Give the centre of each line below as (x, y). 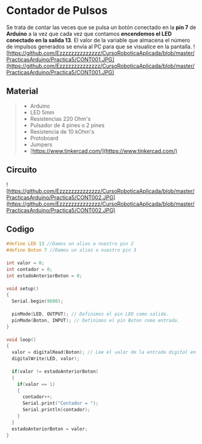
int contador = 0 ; (29, 269)
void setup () (23, 289)
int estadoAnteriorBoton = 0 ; (44, 276)
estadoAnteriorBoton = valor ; (50, 429)
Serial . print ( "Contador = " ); (60, 403)
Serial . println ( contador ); (56, 410)
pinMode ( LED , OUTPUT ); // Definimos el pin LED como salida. (90, 314)
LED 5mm (42, 112)
